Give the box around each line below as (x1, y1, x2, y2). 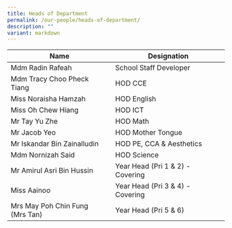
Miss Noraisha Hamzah (10, 94, 86, 104)
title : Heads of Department (7, 10, 88, 17)
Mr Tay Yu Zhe (10, 117, 58, 126)
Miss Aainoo (10, 186, 51, 196)
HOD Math (115, 117, 150, 126)
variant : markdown (7, 29, 60, 37)
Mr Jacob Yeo (10, 128, 57, 137)
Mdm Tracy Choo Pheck (10, 74, 89, 84)
